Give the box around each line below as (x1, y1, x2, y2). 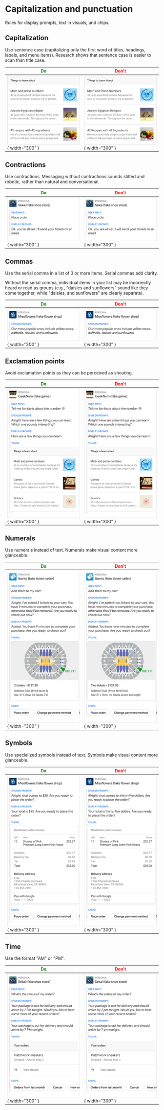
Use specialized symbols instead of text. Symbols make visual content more (5, 752, 158, 758)
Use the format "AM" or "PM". (5, 955, 65, 961)
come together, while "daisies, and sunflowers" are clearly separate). (5, 290, 144, 296)
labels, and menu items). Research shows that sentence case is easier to (5, 52, 151, 58)
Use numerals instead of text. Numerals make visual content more (5, 547, 138, 553)
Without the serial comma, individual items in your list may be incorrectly (5, 280, 151, 286)
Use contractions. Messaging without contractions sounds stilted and (5, 174, 145, 180)
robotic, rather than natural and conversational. (5, 179, 100, 185)
